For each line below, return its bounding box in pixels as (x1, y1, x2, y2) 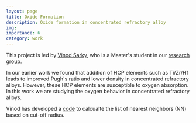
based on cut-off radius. (6, 111, 65, 118)
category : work (6, 36, 43, 41)
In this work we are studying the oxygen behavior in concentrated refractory (6, 88, 190, 94)
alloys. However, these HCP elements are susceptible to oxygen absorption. (6, 82, 189, 88)
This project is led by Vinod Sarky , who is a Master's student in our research (6, 52, 190, 58)
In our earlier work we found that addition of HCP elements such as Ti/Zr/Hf (6, 69, 189, 76)
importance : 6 (6, 30, 41, 36)
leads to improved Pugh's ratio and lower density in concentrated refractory (6, 75, 189, 82)
